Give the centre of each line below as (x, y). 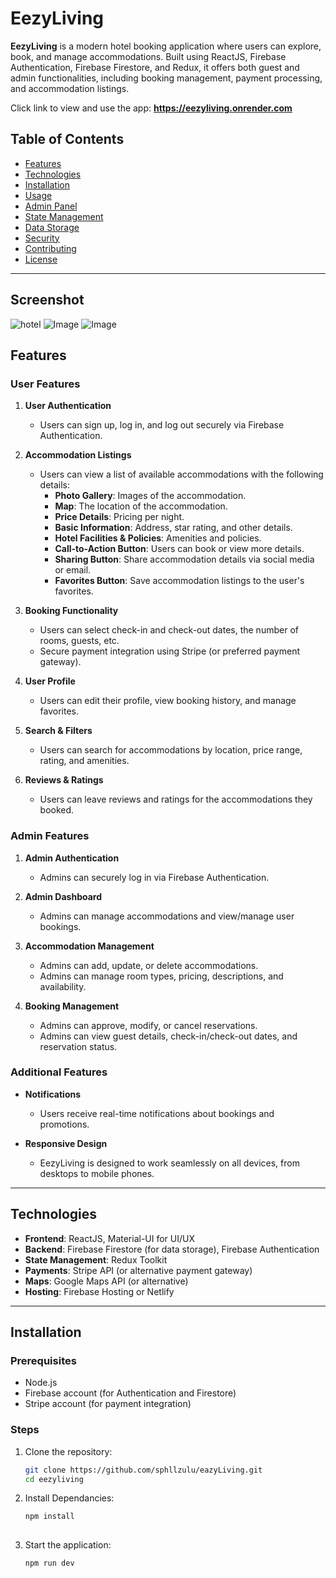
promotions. (64, 1124)
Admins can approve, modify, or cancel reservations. (148, 1025)
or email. (73, 570)
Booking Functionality (71, 611)
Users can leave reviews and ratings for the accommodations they (176, 799)
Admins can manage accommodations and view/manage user (167, 916)
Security (42, 238)
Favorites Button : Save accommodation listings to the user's (179, 581)
